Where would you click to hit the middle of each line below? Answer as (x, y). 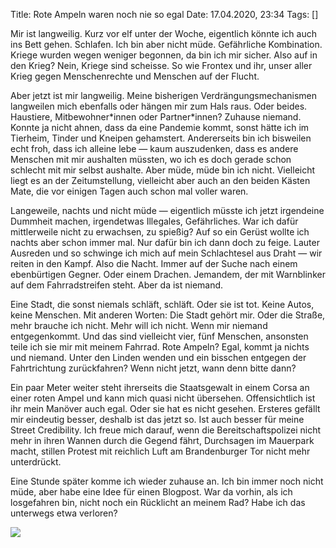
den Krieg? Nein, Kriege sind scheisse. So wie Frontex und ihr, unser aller (161, 65)
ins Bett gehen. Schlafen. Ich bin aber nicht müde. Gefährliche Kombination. (166, 44)
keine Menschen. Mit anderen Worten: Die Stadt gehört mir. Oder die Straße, (168, 315)
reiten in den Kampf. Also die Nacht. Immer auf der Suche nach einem (154, 263)
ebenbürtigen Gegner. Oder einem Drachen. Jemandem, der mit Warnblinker (168, 274)
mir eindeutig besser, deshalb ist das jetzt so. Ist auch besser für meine (157, 419)
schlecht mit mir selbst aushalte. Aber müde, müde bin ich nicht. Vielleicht (163, 170)
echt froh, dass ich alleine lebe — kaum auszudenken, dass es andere (154, 148)
